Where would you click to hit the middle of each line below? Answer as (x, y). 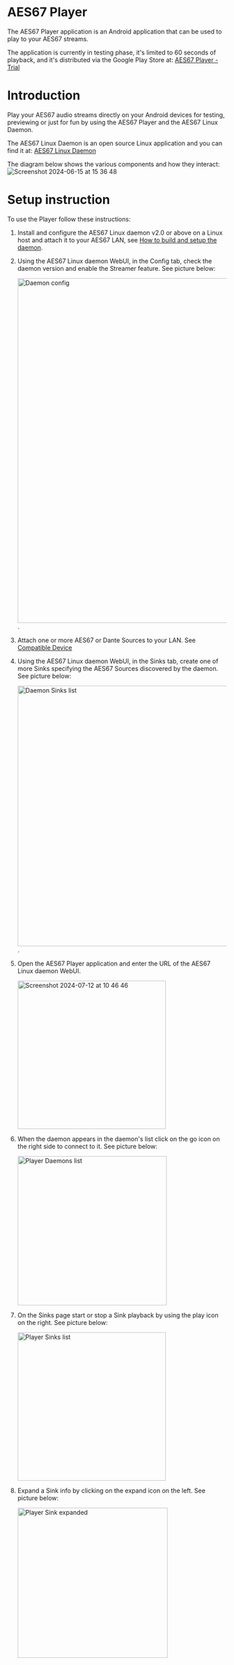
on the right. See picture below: (62, 1322)
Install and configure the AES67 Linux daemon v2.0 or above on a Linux (120, 232)
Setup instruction (58, 200)
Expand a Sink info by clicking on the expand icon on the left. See (111, 1490)
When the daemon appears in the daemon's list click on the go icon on (119, 1139)
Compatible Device (45, 647)
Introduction (44, 96)
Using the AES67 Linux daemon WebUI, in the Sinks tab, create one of (118, 661)
